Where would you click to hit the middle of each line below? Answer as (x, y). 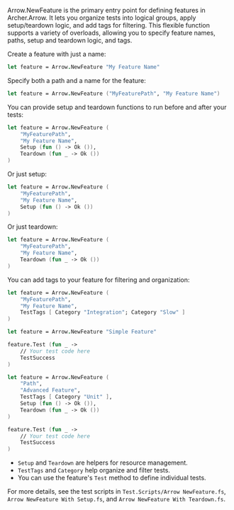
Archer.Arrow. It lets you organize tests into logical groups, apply (102, 18)
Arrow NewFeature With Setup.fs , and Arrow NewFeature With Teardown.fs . (116, 499)
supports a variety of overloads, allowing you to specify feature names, (111, 33)
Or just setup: (27, 174)
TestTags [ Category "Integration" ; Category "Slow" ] (103, 312)
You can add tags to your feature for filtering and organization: (99, 280)
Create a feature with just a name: (57, 54)
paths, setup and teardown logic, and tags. (70, 40)
